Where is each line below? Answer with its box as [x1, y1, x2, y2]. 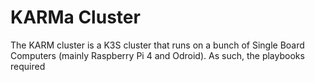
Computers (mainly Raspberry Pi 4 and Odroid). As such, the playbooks [10, 49, 305, 61]
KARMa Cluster [10, 6, 141, 29]
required [10, 60, 46, 72]
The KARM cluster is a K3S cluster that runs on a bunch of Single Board [10, 39, 305, 51]
